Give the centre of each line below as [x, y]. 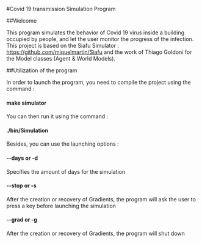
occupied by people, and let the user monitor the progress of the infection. [100, 39]
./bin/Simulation [27, 130]
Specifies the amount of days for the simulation [66, 171]
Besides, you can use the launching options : [63, 144]
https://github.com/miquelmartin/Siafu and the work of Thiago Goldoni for [99, 52]
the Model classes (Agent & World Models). [61, 58]
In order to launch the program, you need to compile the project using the [99, 82]
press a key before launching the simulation [61, 206]
